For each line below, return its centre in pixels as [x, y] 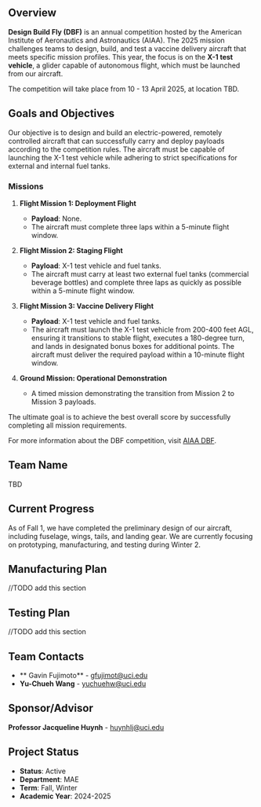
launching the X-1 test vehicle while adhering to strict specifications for [123, 157]
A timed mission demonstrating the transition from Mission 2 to [133, 393]
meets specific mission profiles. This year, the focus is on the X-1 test [121, 57]
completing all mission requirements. [67, 425]
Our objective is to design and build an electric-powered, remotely [115, 132]
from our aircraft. [36, 73]
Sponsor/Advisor [51, 708]
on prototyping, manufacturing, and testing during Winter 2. [105, 545]
